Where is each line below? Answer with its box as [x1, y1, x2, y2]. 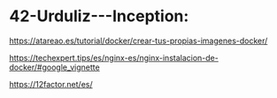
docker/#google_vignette [9, 62, 100, 72]
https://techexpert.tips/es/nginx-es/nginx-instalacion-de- [9, 52, 219, 63]
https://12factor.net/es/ [9, 79, 93, 89]
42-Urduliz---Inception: [9, 6, 189, 26]
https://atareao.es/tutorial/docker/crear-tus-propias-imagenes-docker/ [9, 35, 268, 46]
